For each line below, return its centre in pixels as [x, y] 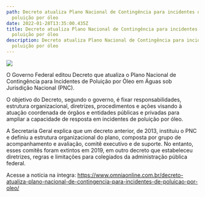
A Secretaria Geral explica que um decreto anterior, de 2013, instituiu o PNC [102, 131]
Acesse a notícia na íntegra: [41, 175]
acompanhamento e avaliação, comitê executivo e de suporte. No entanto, [100, 143]
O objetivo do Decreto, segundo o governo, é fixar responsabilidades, [94, 99]
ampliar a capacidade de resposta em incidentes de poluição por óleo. [95, 119]
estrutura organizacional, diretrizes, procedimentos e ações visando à [94, 106]
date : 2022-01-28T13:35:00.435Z [47, 23]
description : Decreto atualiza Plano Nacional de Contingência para [95, 40]
